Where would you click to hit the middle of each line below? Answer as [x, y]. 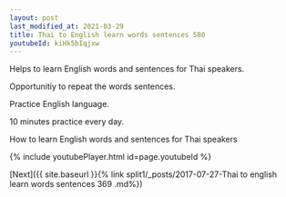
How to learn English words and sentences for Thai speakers [124, 139]
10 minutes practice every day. [67, 122]
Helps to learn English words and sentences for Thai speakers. [127, 69]
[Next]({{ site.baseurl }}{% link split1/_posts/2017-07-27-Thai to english [143, 174]
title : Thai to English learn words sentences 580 [107, 34]
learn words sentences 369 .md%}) [76, 184]
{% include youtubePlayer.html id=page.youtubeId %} [111, 157]
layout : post [34, 18]
